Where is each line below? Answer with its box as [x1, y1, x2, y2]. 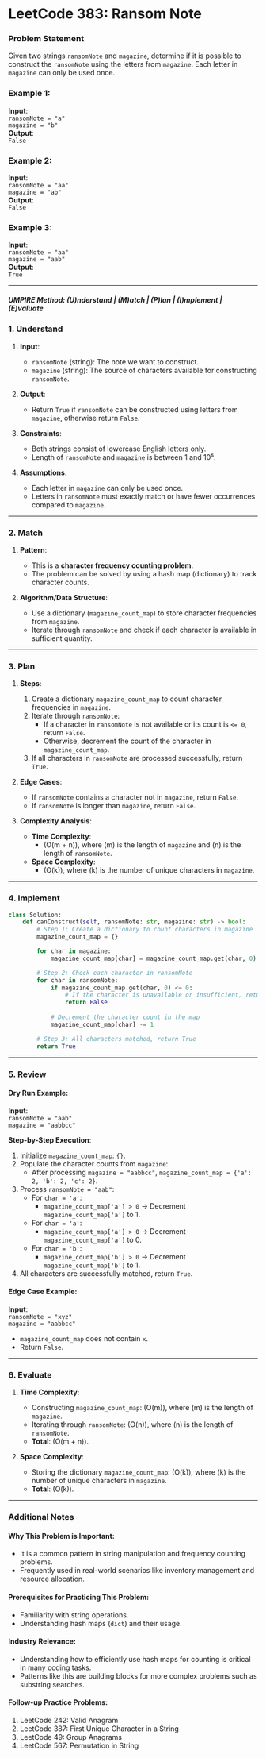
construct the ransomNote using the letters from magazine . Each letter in [8, 60, 238, 69]
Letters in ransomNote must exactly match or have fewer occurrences [31, 492, 256, 501]
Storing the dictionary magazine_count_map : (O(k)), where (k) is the [31, 1467, 246, 1477]
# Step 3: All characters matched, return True [36, 1035, 196, 1043]
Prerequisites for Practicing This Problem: [8, 1592, 150, 1602]
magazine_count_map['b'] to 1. [43, 1260, 141, 1270]
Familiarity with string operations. [19, 1610, 129, 1620]
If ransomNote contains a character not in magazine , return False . [31, 792, 239, 802]
